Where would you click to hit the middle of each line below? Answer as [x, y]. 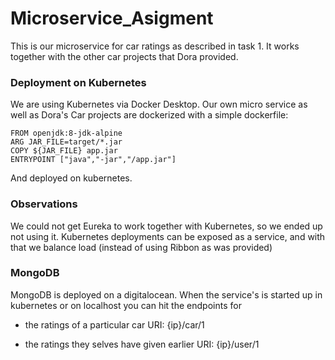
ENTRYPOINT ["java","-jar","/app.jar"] [93, 160]
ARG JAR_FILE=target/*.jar [66, 142]
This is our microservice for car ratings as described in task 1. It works [155, 46]
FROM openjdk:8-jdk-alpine [66, 133]
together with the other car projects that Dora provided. [124, 56]
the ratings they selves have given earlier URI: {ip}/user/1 [142, 344]
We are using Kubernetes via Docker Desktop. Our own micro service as [159, 104]
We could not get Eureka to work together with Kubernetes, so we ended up [166, 226]
